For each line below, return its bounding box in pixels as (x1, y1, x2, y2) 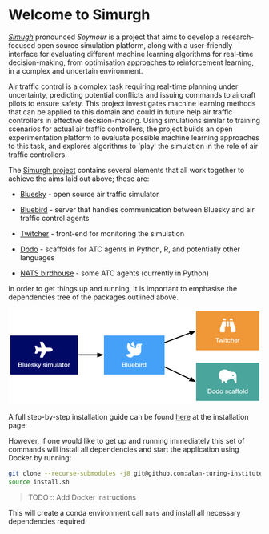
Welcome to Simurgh (8, 6, 151, 24)
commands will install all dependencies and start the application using (8, 444, 239, 454)
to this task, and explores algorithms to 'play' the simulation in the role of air (8, 141, 259, 151)
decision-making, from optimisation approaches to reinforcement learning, (8, 58, 255, 67)
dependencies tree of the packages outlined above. (8, 292, 179, 302)
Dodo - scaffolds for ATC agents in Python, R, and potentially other (19, 244, 241, 254)
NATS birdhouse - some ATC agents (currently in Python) (19, 268, 210, 278)
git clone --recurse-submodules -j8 (8, 470, 130, 478)
